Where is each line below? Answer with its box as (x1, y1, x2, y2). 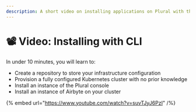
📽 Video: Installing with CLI (6, 34, 142, 48)
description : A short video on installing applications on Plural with (6, 8, 184, 15)
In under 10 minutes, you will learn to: (6, 58, 96, 65)
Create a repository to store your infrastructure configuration (14, 69, 161, 76)
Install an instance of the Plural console (14, 82, 109, 89)
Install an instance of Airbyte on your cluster (14, 88, 121, 95)
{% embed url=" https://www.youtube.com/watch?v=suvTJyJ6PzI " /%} (6, 99, 176, 106)
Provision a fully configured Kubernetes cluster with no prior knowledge (14, 75, 188, 82)
